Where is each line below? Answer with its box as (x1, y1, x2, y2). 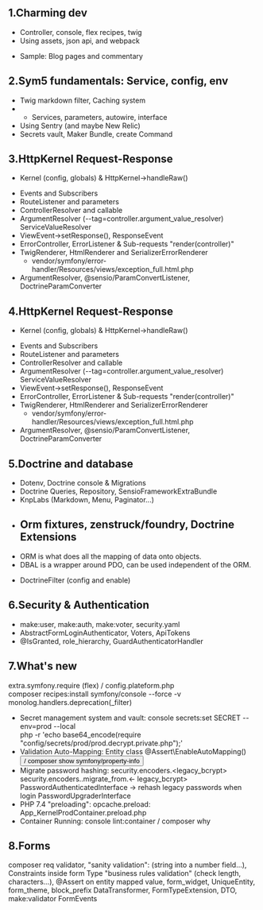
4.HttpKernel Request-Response (8, 304, 173, 318)
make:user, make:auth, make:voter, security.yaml (19, 619, 180, 629)
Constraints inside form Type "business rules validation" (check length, (8, 869, 242, 878)
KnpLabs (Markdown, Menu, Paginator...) (19, 495, 155, 505)
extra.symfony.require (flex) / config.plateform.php (8, 680, 175, 690)
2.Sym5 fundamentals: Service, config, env (8, 75, 229, 88)
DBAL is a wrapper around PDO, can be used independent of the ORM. (19, 560, 252, 569)
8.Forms (8, 838, 51, 853)
